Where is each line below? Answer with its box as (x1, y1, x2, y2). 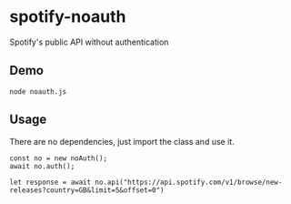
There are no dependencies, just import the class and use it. (9, 136, 235, 147)
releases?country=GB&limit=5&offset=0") (9, 185, 166, 195)
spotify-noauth (9, 6, 126, 27)
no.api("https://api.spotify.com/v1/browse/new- (95, 178, 283, 187)
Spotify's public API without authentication (9, 36, 169, 47)
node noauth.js (9, 87, 67, 97)
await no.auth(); (9, 161, 75, 170)
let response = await (9, 178, 92, 187)
